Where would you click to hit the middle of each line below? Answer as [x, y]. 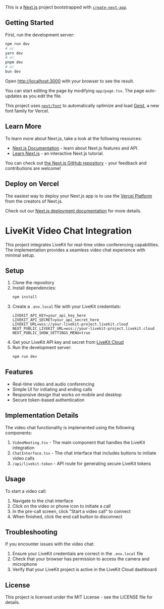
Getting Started [29, 23]
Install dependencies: [34, 288]
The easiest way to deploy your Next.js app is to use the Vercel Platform [79, 196]
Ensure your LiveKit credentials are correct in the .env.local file [78, 554]
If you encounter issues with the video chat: [50, 544]
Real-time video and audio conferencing [53, 384]
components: [19, 433]
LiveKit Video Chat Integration [69, 231]
